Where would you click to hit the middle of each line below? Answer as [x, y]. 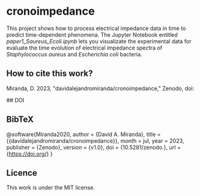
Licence [22, 173]
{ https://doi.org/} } [30, 154]
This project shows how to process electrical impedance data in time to [96, 28]
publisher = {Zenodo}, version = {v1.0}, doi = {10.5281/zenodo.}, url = [94, 147]
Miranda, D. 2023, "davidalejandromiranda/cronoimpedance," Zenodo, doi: [100, 88]
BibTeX [20, 120]
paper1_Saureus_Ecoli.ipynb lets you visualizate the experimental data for [99, 41]
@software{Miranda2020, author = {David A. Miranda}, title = [83, 134]
